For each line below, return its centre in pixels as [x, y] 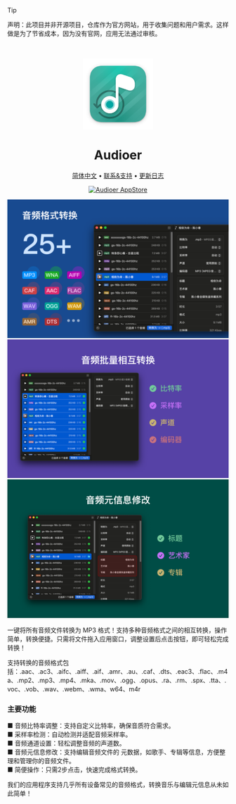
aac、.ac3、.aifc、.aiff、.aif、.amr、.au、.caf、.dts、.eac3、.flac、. [120, 671]
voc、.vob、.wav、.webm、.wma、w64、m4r [74, 689]
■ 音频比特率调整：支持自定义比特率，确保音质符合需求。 [91, 726]
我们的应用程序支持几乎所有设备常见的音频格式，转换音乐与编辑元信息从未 [115, 785]
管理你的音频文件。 [47, 761]
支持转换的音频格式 [35, 662]
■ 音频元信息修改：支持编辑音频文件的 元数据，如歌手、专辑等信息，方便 [113, 752]
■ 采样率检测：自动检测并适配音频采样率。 [70, 734]
